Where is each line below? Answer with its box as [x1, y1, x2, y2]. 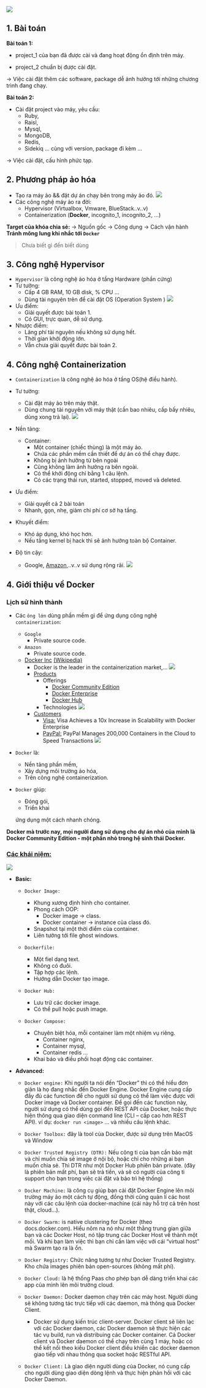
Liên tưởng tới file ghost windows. [33, 931, 120, 939]
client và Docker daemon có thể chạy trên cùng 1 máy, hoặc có [33, 1338, 193, 1345]
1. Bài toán [6, 23, 46, 34]
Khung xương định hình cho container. [33, 899, 131, 906]
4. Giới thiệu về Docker [6, 579, 95, 590]
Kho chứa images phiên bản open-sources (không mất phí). [24, 1263, 176, 1270]
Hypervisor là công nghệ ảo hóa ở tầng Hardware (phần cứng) [15, 275, 173, 283]
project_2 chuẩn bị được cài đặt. [15, 63, 97, 71]
